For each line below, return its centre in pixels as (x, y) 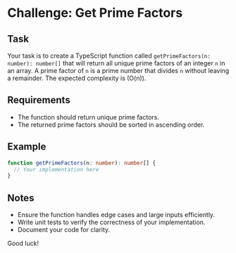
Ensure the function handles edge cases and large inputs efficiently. (116, 215)
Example (27, 147)
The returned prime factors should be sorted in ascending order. (111, 124)
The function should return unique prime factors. (88, 117)
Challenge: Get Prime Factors (95, 13)
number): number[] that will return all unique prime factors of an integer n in (116, 63)
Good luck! (23, 243)
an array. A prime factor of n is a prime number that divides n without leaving (118, 71)
